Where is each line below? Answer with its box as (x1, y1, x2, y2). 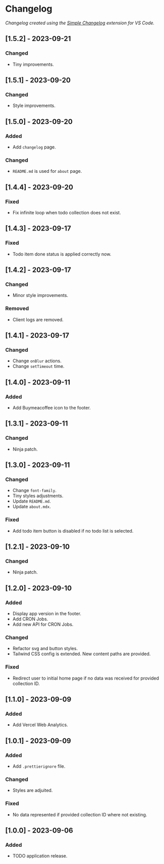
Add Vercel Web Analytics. (12, 722, 68, 728)
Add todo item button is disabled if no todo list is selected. (12, 528, 134, 534)
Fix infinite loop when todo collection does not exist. (12, 209, 121, 215)
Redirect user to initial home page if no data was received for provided (12, 675, 159, 681)
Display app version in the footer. (12, 611, 82, 617)
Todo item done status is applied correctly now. (12, 251, 112, 257)
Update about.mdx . (12, 504, 51, 510)
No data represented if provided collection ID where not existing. (12, 811, 147, 817)
